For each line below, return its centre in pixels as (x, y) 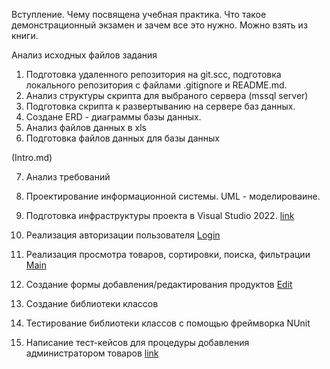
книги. (25, 35)
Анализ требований (68, 177)
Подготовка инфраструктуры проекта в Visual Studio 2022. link (160, 215)
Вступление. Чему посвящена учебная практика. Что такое (139, 14)
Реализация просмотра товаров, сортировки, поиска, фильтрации (168, 254)
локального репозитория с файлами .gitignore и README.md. (156, 85)
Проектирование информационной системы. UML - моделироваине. (173, 196)
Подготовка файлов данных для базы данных (122, 138)
